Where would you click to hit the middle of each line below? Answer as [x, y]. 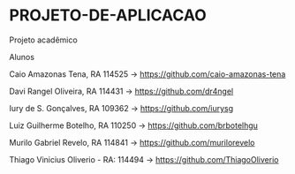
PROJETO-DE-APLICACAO [108, 15]
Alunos [22, 57]
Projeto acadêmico [43, 40]
